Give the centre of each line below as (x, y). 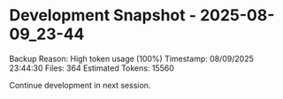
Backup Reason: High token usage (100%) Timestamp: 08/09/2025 (131, 58)
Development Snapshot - (103, 15)
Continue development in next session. (80, 85)
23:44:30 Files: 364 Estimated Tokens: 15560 (92, 68)
